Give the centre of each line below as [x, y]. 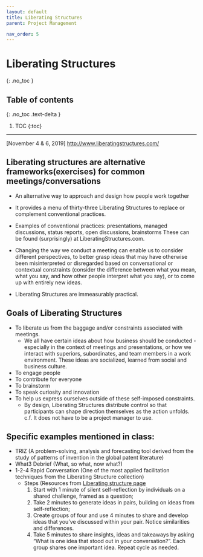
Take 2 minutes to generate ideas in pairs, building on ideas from [114, 503]
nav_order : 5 [23, 34]
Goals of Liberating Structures [64, 313]
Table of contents [40, 99]
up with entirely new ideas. [49, 282]
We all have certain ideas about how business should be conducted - [110, 340]
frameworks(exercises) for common [76, 172]
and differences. [53, 528]
